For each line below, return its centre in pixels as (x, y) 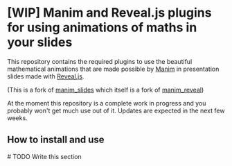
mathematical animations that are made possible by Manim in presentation (113, 69)
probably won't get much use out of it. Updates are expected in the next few (116, 110)
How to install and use (56, 140)
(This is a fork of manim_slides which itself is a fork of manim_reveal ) (106, 90)
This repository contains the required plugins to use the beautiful (100, 61)
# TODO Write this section (44, 156)
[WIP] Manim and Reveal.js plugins (109, 13)
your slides (40, 42)
